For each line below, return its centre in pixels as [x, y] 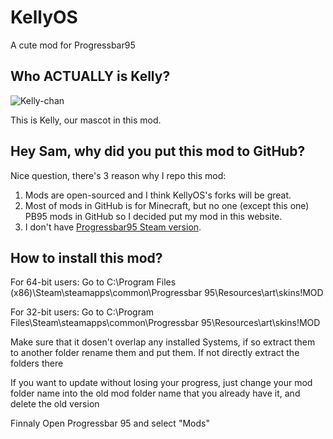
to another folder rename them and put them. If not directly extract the [155, 353]
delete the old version [55, 404]
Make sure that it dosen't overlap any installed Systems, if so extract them [163, 342]
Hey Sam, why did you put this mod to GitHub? [158, 151]
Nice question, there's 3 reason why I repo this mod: [118, 175]
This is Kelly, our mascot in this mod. [86, 120]
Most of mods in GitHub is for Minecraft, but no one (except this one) [167, 205]
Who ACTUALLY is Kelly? [90, 76]
